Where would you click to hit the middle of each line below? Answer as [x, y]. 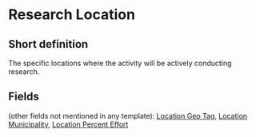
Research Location [72, 15]
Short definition [48, 44]
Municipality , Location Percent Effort [68, 124]
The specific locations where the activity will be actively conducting [120, 63]
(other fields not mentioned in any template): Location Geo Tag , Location [128, 115]
